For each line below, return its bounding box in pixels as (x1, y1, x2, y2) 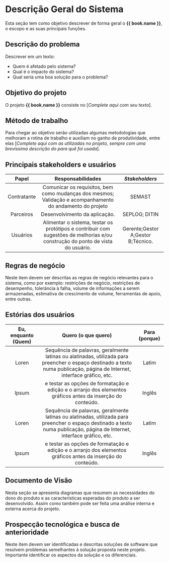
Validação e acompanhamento (42, 196, 114, 203)
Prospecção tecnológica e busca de (5, 520, 120, 529)
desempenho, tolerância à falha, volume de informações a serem (5, 285, 140, 291)
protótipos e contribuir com (45, 225, 111, 232)
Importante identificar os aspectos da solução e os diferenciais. (5, 552, 137, 558)
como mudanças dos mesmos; (42, 190, 114, 197)
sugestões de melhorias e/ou (43, 231, 112, 238)
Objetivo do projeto (5, 89, 67, 97)
